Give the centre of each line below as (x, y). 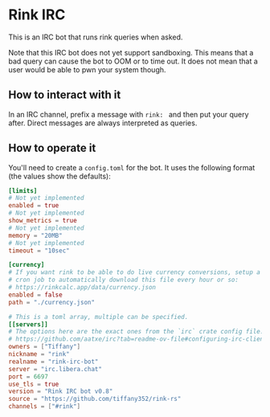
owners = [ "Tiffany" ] (45, 347)
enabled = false (35, 295)
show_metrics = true (43, 221)
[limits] (23, 190)
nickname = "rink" (39, 354)
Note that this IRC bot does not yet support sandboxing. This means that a (131, 52)
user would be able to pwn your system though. (87, 69)
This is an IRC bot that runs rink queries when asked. (96, 37)
